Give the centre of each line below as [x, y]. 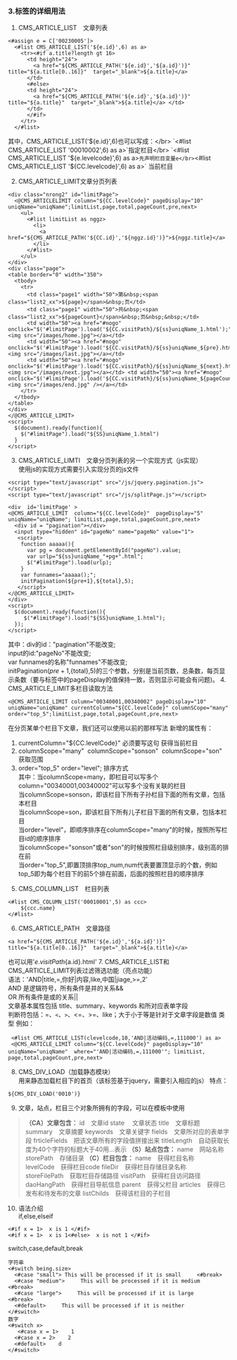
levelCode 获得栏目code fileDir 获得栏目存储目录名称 [106, 1167]
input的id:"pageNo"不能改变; [50, 654]
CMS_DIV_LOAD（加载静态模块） [66, 1072]
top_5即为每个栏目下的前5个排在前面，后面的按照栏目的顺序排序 [111, 874]
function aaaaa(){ [47, 544]
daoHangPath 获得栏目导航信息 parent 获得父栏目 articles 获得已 [125, 1185]
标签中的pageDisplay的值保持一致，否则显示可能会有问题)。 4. [135, 680]
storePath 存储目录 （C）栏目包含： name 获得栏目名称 [110, 1158]
